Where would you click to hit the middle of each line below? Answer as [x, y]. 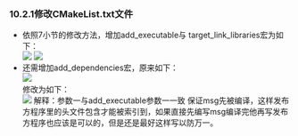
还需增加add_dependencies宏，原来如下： [100, 68]
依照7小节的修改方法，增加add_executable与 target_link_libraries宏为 [149, 35]
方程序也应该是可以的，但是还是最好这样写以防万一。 [120, 123]
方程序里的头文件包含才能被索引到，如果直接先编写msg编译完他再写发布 [155, 112]
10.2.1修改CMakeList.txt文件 [71, 13]
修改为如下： [46, 90]
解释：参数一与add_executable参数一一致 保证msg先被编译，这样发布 [161, 100]
